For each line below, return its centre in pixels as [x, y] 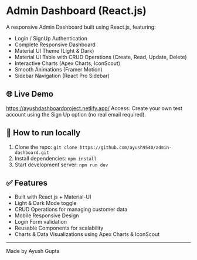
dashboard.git [32, 153]
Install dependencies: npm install [55, 158]
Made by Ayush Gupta [33, 251]
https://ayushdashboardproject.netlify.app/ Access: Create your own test [94, 108]
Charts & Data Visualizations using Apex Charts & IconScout [87, 234]
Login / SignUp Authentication [51, 38]
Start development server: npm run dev [61, 165]
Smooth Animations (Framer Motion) [58, 69]
